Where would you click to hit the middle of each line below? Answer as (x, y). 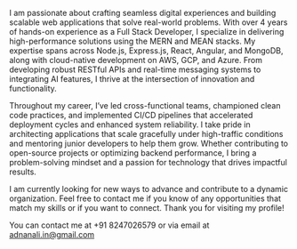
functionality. (33, 88)
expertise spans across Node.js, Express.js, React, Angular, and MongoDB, (146, 51)
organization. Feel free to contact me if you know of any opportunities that (145, 198)
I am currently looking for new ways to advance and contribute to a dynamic (149, 189)
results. (23, 172)
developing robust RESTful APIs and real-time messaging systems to (135, 69)
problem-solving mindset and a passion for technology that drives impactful (148, 162)
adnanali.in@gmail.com (52, 234)
